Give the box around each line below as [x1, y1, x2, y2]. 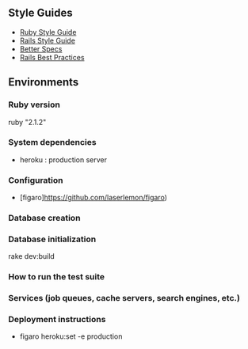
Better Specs [19, 44, 63, 54]
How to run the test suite [8, 271, 105, 283]
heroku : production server [19, 154, 108, 165]
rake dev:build [8, 252, 55, 261]
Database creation [8, 213, 81, 224]
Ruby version [8, 99, 61, 110]
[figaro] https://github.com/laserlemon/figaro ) [19, 193, 168, 203]
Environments [8, 75, 79, 89]
